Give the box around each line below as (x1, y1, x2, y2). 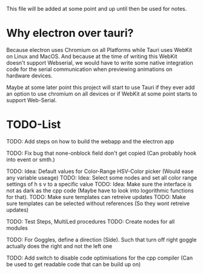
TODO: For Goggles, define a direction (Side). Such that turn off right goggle (6, 236, 197, 243)
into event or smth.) (6, 155, 56, 163)
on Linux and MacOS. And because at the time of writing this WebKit (6, 53, 178, 60)
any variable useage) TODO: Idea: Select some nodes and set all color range (6, 174, 198, 181)
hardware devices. (6, 72, 53, 79)
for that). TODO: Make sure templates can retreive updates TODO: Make (6, 193, 186, 200)
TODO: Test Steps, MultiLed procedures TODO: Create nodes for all (6, 218, 175, 225)
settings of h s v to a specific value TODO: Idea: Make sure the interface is (6, 180, 192, 188)
